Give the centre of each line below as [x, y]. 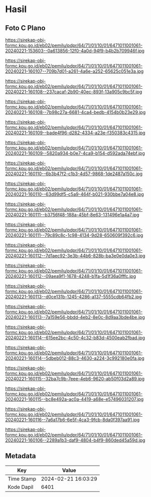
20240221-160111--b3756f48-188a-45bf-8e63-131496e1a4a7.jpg [72, 215]
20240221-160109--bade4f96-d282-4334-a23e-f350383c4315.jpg [75, 133]
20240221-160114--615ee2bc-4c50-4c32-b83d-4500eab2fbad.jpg [75, 338]
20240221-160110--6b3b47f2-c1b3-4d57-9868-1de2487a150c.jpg [74, 174]
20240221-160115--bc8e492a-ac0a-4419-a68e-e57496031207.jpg [74, 399]
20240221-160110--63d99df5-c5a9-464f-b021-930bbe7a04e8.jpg [74, 194]
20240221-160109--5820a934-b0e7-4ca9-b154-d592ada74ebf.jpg [75, 153]
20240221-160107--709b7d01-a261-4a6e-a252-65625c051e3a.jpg [74, 71]
